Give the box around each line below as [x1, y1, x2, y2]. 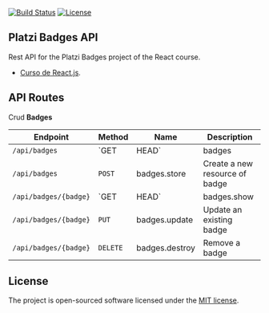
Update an [203, 204, 243, 215]
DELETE [98, 243, 123, 252]
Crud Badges [8, 112, 53, 122]
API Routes [8, 91, 65, 104]
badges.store [135, 168, 187, 179]
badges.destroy [135, 242, 196, 253]
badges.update [135, 213, 194, 225]
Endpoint [33, 131, 70, 142]
